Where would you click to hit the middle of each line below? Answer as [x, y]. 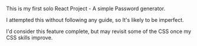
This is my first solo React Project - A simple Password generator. [86, 9]
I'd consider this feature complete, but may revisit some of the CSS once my [99, 31]
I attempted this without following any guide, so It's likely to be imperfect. [95, 20]
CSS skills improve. [29, 37]
